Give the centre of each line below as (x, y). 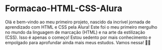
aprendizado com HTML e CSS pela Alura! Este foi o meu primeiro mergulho (81, 27)
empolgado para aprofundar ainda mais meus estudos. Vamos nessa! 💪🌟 (78, 42)
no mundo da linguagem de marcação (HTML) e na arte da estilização (75, 32)
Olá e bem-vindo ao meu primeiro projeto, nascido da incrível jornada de (78, 22)
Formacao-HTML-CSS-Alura (64, 8)
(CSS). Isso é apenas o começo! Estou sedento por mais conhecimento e (78, 37)
